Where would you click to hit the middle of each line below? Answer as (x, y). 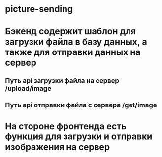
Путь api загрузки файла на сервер (62, 81)
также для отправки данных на (73, 52)
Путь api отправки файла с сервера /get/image (81, 105)
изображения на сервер (57, 147)
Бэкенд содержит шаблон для (71, 32)
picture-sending (39, 9)
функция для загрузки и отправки (79, 137)
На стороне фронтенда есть (66, 126)
